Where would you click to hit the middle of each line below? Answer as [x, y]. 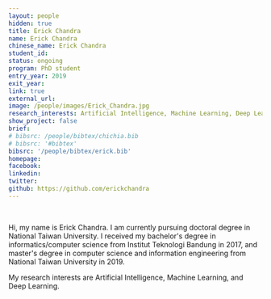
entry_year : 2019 [38, 76]
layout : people [34, 16]
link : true [27, 91]
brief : [19, 128]
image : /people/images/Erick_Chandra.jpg [79, 106]
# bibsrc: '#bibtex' [43, 143]
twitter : [23, 181]
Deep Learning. [34, 286]
